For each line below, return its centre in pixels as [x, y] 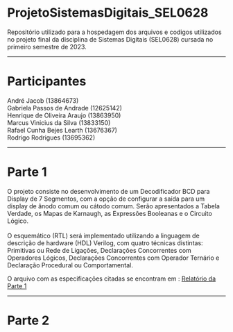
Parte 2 [28, 320]
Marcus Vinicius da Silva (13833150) [59, 122]
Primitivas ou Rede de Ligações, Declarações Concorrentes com [100, 250]
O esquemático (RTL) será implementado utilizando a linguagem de [103, 235]
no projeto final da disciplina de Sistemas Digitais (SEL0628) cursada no [110, 39]
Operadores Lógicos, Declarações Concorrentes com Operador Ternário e [113, 258]
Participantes [47, 82]
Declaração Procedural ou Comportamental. [70, 265]
